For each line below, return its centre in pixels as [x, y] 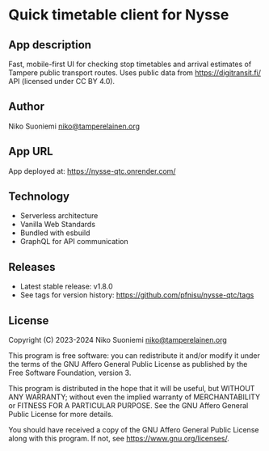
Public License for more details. [61, 415]
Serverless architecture [59, 216]
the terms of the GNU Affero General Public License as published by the [128, 365]
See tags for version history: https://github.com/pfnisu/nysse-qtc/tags [137, 295]
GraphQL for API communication [74, 242]
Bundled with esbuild [55, 233]
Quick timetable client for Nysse [119, 15]
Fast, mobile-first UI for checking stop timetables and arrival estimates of [130, 64]
